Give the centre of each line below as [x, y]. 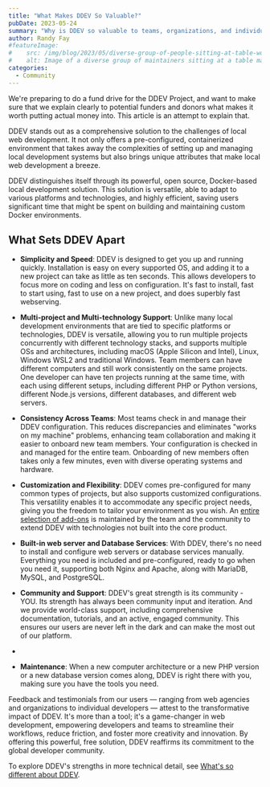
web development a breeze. [54, 165]
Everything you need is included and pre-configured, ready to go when [137, 561]
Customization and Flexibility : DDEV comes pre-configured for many [135, 485]
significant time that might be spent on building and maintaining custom [127, 206]
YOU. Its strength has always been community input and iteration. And [136, 601]
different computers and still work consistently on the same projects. [133, 369]
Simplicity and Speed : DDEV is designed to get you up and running [131, 259]
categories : [28, 68]
